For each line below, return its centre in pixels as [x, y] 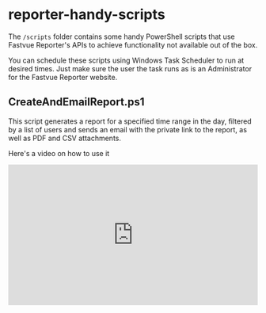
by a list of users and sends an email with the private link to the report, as [128, 129]
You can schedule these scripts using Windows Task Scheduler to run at [126, 60]
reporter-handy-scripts [87, 15]
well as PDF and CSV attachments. [65, 138]
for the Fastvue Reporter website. [63, 77]
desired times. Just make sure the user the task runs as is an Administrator [130, 68]
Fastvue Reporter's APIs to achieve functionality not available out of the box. [133, 44]
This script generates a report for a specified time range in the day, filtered [130, 121]
